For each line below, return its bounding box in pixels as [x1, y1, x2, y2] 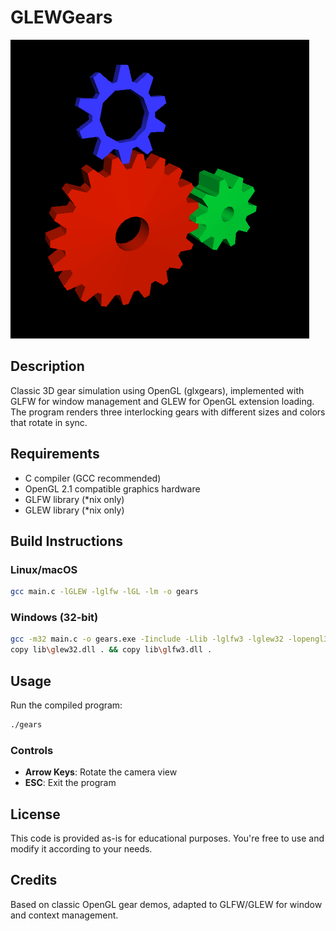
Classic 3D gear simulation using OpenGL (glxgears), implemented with [10, 384, 305, 396]
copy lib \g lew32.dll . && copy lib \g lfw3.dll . [10, 645, 213, 655]
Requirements [10, 446, 100, 463]
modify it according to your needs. [10, 842, 153, 855]
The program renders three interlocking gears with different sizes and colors [10, 406, 326, 418]
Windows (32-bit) [10, 611, 99, 625]
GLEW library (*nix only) [24, 504, 125, 516]
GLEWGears [10, 6, 113, 29]
